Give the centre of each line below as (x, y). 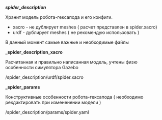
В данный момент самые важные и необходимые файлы (67, 42)
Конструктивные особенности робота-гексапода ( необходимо (74, 97)
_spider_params (23, 87)
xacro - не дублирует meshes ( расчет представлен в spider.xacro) (85, 27)
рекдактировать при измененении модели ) (53, 102)
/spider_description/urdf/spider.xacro (45, 77)
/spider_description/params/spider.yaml (47, 112)
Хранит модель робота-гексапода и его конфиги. (59, 17)
